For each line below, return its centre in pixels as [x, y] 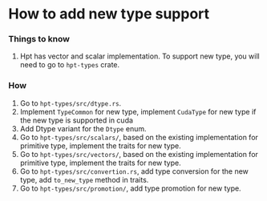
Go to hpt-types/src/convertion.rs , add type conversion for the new [134, 171]
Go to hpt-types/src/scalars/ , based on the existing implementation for [139, 137]
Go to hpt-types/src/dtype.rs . [71, 103]
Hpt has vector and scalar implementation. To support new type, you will [140, 56]
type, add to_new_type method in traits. [84, 179]
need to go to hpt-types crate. [70, 65]
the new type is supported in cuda [77, 120]
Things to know [39, 39]
